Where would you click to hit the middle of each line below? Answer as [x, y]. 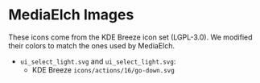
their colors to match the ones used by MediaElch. [92, 45]
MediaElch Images [71, 15]
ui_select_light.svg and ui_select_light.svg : [98, 61]
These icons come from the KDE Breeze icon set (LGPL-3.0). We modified [130, 37]
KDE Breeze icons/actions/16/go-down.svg [103, 69]
